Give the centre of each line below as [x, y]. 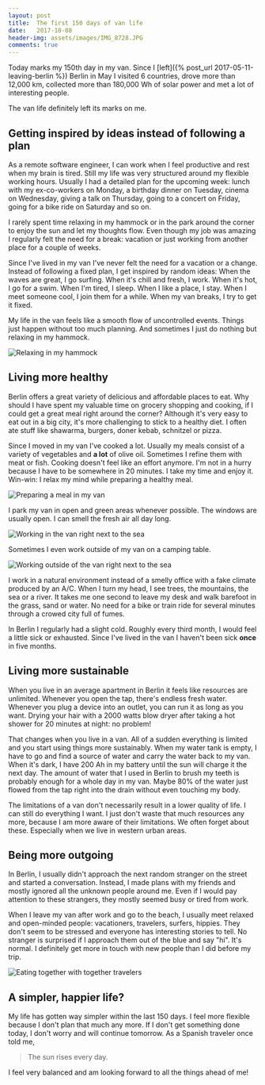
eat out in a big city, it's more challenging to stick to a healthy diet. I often [127, 422]
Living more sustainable [68, 671]
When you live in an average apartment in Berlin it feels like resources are [128, 690]
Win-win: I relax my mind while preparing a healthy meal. [101, 479]
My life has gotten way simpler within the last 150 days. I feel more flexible [129, 1017]
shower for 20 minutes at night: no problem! [80, 723]
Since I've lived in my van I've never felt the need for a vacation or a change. [133, 263]
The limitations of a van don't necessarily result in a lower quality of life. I [127, 805]
